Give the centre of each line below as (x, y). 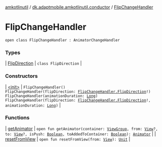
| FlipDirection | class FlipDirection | (44, 63)
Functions (17, 118)
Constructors (21, 76)
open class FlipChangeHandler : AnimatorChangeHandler (63, 40)
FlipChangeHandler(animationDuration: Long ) (51, 96)
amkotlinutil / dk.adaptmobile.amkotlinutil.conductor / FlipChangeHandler (79, 7)
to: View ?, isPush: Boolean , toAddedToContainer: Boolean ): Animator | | (81, 134)
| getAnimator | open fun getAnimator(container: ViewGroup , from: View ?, (81, 128)
